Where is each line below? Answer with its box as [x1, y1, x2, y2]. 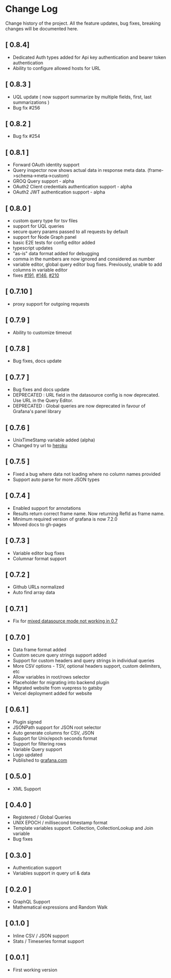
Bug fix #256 [12, 104, 40, 111]
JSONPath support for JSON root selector [12, 724, 101, 731]
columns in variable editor [12, 267, 68, 273]
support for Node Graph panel [12, 234, 77, 240]
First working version [12, 967, 58, 973]
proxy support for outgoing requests [12, 300, 90, 307]
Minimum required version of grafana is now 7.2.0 [12, 515, 118, 522]
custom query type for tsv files [12, 218, 78, 224]
